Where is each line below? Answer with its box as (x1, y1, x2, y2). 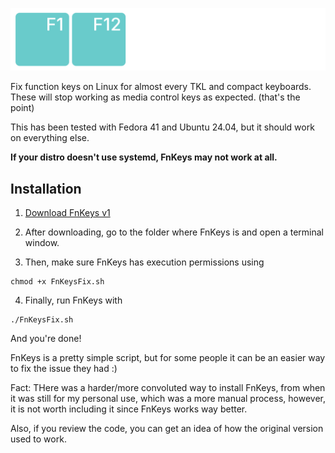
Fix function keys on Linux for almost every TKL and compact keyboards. (10, 81, 312, 93)
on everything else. (10, 132, 90, 144)
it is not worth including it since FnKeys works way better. (10, 403, 248, 415)
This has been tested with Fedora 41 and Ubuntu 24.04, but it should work (10, 121, 315, 133)
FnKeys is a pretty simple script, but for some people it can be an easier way (10, 352, 326, 364)
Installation (10, 180, 82, 197)
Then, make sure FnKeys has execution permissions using (24, 256, 265, 268)
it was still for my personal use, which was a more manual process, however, (10, 393, 326, 405)
